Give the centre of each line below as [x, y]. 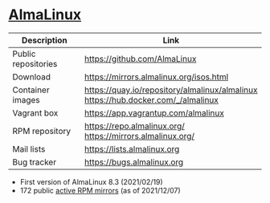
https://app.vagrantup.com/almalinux [154, 112]
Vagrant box [35, 112]
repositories [35, 63]
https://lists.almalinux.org [132, 148]
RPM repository [41, 131]
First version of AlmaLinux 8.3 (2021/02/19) [91, 181]
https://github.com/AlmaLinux [140, 59]
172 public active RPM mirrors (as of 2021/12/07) [100, 190]
